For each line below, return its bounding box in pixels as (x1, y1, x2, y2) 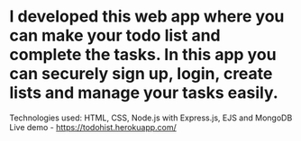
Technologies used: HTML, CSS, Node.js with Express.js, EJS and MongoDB (9, 112, 293, 123)
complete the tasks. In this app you (9, 45, 277, 65)
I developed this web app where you (9, 6, 285, 27)
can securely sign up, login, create (9, 64, 273, 84)
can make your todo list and (9, 25, 221, 46)
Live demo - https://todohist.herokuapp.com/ (9, 121, 178, 132)
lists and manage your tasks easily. (9, 83, 279, 103)
